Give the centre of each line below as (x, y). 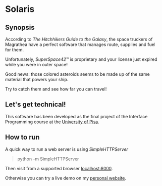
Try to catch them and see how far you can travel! (56, 89)
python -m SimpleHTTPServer (48, 159)
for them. (14, 50)
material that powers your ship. (37, 79)
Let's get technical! (35, 105)
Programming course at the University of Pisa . (52, 122)
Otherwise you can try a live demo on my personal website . (66, 178)
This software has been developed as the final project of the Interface (76, 116)
